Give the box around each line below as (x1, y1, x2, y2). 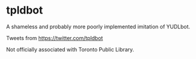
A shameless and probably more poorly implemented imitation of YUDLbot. (6, 23, 191, 30)
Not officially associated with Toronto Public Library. (6, 45, 135, 53)
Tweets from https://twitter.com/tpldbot (6, 34, 103, 41)
